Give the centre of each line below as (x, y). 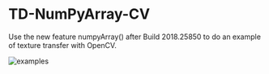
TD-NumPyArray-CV (79, 14)
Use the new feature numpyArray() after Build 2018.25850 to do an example (135, 37)
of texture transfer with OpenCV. (63, 45)
